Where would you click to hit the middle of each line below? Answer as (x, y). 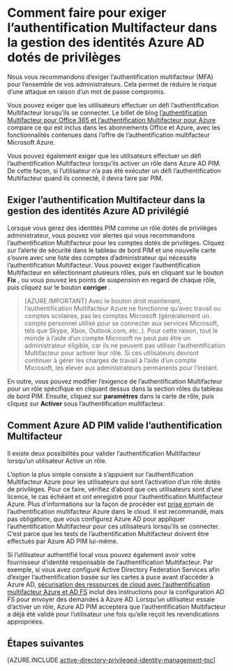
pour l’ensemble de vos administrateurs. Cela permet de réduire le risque (112, 84)
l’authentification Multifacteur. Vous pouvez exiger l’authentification (104, 265)
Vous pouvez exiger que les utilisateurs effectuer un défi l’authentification (113, 105)
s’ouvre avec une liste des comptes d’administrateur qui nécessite (102, 257)
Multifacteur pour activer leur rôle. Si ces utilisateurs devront (111, 353)
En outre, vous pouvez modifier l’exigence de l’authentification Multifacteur (115, 381)
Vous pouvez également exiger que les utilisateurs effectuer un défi (104, 156)
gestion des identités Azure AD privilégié (98, 211)
